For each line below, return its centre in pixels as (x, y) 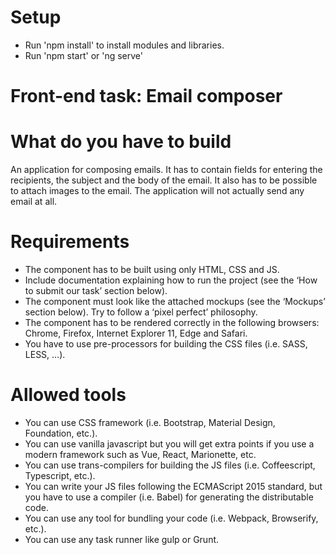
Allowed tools (68, 395)
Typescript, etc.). (60, 475)
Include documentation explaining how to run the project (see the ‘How (171, 280)
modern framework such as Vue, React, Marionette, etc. (140, 454)
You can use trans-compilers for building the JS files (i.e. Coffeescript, (170, 465)
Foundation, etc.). (61, 433)
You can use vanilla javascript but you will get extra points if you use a (169, 443)
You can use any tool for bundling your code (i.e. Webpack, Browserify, (171, 518)
